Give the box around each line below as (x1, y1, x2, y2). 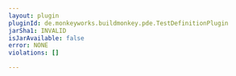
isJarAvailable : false (8, 34, 85, 42)
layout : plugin (8, 11, 60, 20)
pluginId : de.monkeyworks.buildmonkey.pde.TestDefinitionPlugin (8, 19, 229, 27)
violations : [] (8, 49, 60, 57)
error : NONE (8, 42, 48, 50)
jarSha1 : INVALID (8, 26, 67, 34)
